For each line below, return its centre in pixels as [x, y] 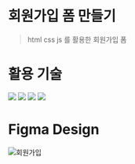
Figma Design [54, 130]
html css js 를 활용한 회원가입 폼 [77, 39]
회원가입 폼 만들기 [62, 16]
